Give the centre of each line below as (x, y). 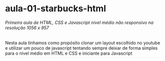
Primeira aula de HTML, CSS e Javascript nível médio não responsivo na (80, 22)
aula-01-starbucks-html (56, 9)
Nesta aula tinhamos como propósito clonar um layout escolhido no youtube (83, 43)
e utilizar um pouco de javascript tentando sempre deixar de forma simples (82, 48)
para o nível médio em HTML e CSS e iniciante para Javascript (69, 53)
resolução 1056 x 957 (27, 28)
